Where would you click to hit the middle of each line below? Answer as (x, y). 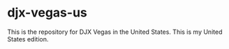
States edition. (28, 39)
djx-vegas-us (47, 13)
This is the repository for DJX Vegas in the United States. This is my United (115, 32)
